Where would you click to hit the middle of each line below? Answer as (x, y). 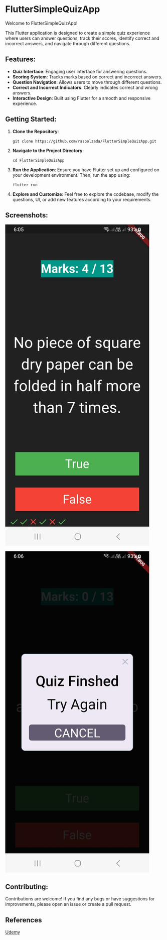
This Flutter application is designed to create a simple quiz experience (78, 33)
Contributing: (27, 887)
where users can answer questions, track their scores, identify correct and (82, 38)
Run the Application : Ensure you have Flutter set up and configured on (86, 170)
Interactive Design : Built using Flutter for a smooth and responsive (81, 98)
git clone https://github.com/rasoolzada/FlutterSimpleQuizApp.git (84, 141)
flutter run (25, 185)
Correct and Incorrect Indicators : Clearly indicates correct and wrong (85, 87)
